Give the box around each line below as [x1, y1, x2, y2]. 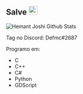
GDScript [14, 81, 37, 88]
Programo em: [6, 45, 41, 53]
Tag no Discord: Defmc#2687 [6, 34, 78, 41]
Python [14, 75, 32, 82]
